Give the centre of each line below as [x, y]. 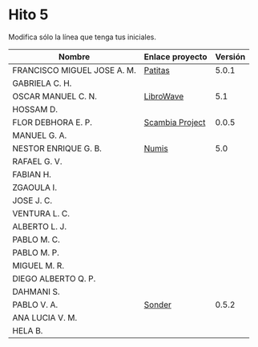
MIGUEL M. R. [38, 265]
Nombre [75, 56]
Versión [230, 56]
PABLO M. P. [36, 252]
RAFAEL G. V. [37, 161]
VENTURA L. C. [41, 213]
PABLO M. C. [36, 240]
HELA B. [28, 330]
